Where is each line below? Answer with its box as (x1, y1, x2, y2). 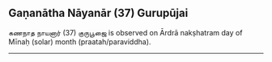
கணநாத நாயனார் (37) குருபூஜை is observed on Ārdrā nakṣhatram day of (8, 27, 243, 37)
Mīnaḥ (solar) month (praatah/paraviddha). (8, 36, 151, 47)
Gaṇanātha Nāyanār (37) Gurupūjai (8, 6, 189, 20)
